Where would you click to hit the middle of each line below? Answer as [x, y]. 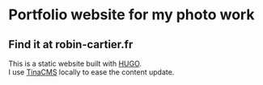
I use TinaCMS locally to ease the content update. [91, 72]
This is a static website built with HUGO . [75, 63]
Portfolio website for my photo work [131, 15]
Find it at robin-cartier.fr [71, 45]
